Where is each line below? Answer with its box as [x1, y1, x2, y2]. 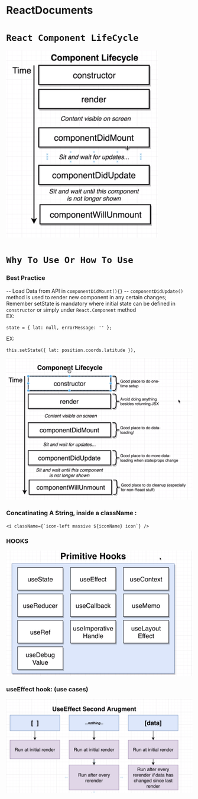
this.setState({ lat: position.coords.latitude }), [6, 347, 136, 353]
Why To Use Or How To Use [6, 255, 134, 266]
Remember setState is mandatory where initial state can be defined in [6, 300, 176, 307]
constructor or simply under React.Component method [6, 306, 137, 313]
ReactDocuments [6, 4, 93, 17]
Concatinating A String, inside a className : [6, 509, 137, 517]
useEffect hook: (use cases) [6, 685, 89, 693]
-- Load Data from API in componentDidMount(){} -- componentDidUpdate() [6, 287, 184, 295]
